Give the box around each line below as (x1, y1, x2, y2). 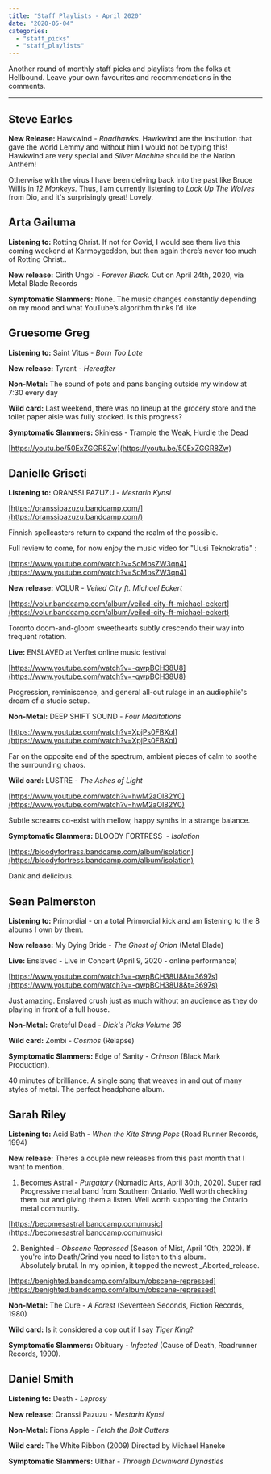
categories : (8, 27, 48, 35)
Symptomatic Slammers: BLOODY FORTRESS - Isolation (8, 832, 200, 841)
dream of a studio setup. (8, 696, 90, 705)
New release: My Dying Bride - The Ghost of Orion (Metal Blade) (8, 941, 224, 950)
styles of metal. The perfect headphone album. (8, 1084, 165, 1094)
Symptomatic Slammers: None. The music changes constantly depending (8, 294, 256, 304)
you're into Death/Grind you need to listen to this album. (19, 1252, 206, 1261)
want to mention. (8, 1162, 65, 1172)
